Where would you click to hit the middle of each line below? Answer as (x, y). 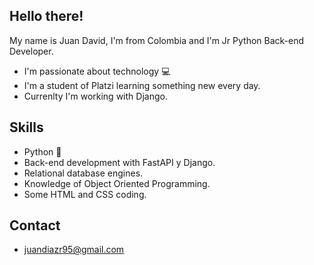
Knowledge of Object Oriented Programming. (117, 183)
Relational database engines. (83, 173)
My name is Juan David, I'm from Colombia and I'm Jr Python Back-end (157, 40)
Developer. (31, 51)
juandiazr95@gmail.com (74, 250)
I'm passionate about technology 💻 (97, 71)
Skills (26, 127)
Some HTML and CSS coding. (85, 194)
